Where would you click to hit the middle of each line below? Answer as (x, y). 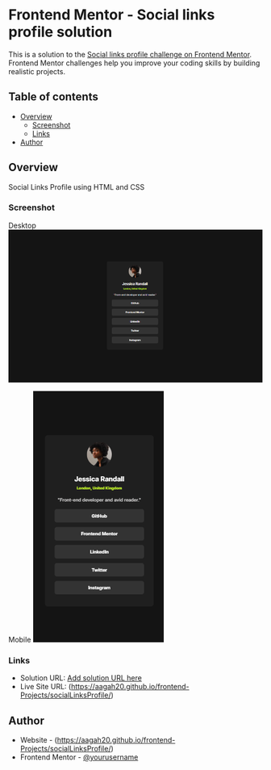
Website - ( (39, 739)
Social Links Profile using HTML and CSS (77, 186)
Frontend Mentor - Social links (112, 15)
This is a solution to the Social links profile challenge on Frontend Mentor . (130, 54)
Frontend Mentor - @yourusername (79, 757)
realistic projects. (37, 71)
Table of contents (53, 97)
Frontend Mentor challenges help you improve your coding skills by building (134, 63)
